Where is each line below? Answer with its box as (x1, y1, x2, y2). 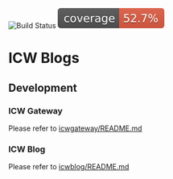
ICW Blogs (8, 49, 80, 68)
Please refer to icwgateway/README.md (8, 123, 142, 133)
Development (8, 81, 78, 94)
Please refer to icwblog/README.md (8, 162, 130, 172)
